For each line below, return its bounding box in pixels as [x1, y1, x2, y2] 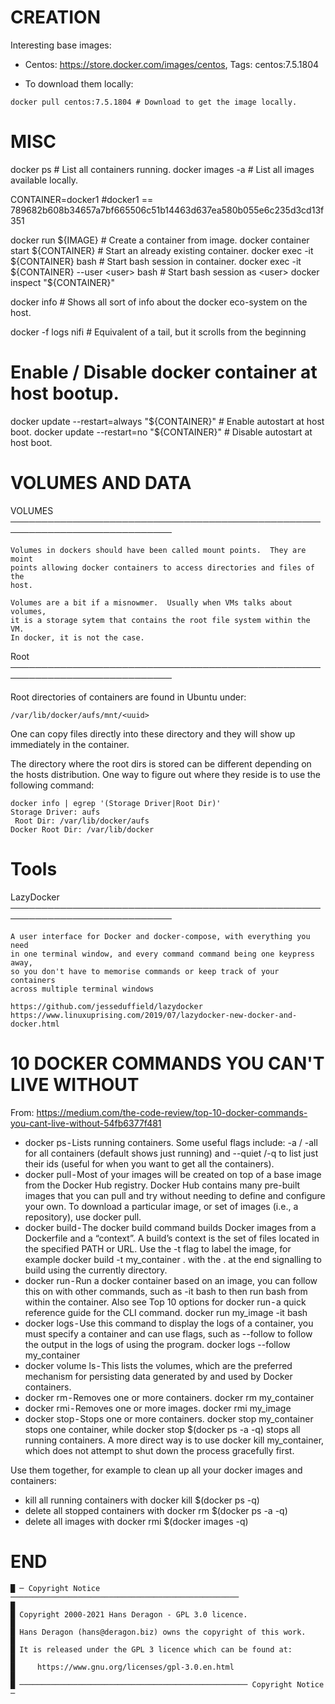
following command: [10, 779, 95, 791]
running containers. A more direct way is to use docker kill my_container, [24, 1434, 325, 1446]
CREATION [10, 6, 101, 29]
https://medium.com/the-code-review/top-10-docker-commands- [36, 1106, 308, 1118]
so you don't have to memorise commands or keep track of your [10, 966, 280, 976]
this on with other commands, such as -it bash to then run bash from [24, 1285, 308, 1297]
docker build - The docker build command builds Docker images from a [24, 1221, 317, 1233]
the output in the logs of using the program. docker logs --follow [24, 1338, 291, 1350]
